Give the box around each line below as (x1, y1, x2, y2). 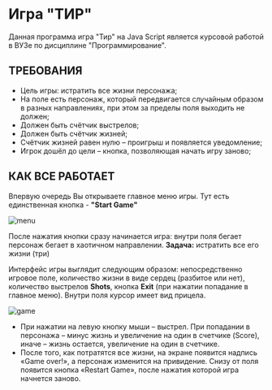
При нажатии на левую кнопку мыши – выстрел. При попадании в (19, 322, 250, 331)
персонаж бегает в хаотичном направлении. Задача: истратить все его (8, 240, 260, 249)
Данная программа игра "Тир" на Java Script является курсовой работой (8, 32, 264, 41)
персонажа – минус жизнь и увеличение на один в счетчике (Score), (19, 330, 260, 340)
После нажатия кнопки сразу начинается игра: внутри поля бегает (8, 231, 242, 240)
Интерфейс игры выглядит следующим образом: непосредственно (8, 264, 243, 274)
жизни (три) (8, 249, 50, 258)
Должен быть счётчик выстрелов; (19, 119, 140, 130)
